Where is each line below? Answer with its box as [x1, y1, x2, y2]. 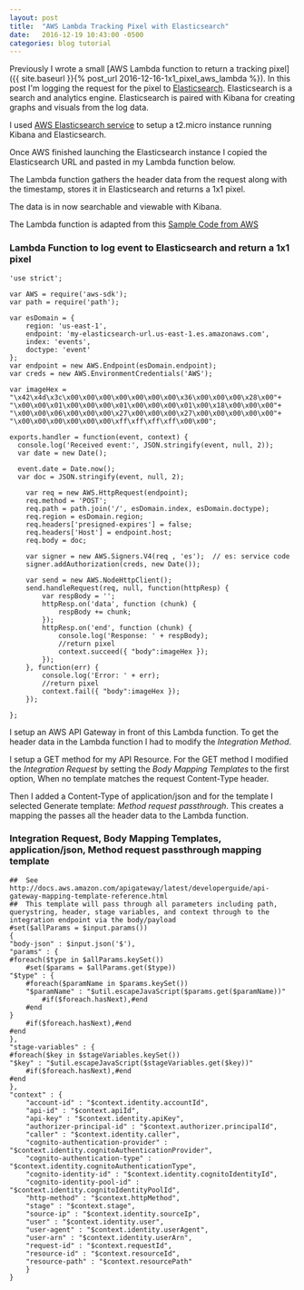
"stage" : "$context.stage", [25, 1201, 136, 1210]
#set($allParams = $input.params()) [9, 923, 148, 932]
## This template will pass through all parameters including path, [9, 900, 279, 909]
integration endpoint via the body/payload [9, 915, 177, 924]
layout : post [9, 13, 59, 23]
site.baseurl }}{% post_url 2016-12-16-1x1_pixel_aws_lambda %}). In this [21, 74, 290, 84]
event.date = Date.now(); [17, 464, 116, 473]
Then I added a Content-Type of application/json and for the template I [9, 791, 274, 802]
